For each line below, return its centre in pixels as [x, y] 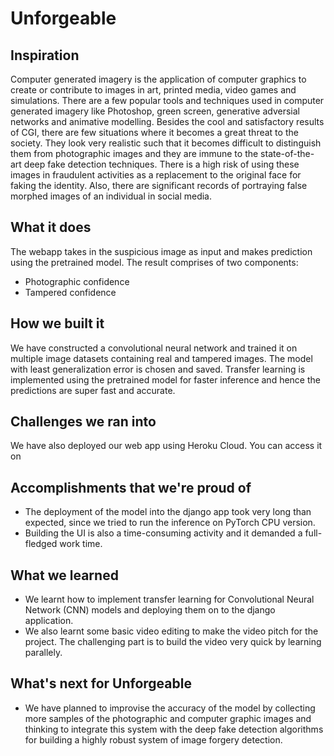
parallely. [43, 653]
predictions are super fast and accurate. [93, 390]
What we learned [64, 575]
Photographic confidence [77, 281]
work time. [81, 544]
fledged [41, 544]
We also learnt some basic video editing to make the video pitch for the [171, 631]
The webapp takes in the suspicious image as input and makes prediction [161, 251]
